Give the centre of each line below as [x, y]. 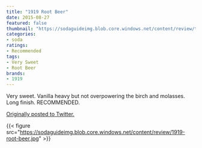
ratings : [17, 46]
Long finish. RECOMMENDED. [43, 102]
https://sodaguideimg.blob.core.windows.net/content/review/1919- [103, 132]
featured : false [26, 23]
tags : [13, 57]
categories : [21, 34]
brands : [16, 73]
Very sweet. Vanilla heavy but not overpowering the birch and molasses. [96, 96]
